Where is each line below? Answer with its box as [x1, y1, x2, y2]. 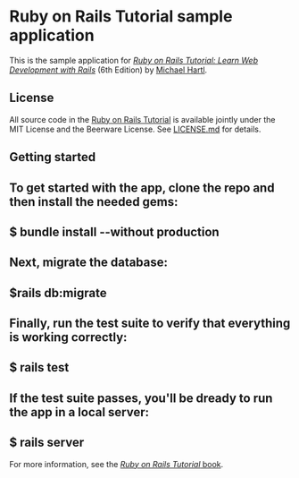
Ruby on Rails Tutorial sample [9, 6, 233, 27]
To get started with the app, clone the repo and [9, 180, 275, 195]
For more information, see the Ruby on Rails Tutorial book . [9, 458, 224, 469]
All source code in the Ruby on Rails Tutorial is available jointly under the [9, 114, 276, 124]
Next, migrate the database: [9, 255, 168, 270]
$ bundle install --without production [9, 224, 220, 239]
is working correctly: [9, 329, 128, 346]
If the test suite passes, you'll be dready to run [9, 390, 273, 405]
